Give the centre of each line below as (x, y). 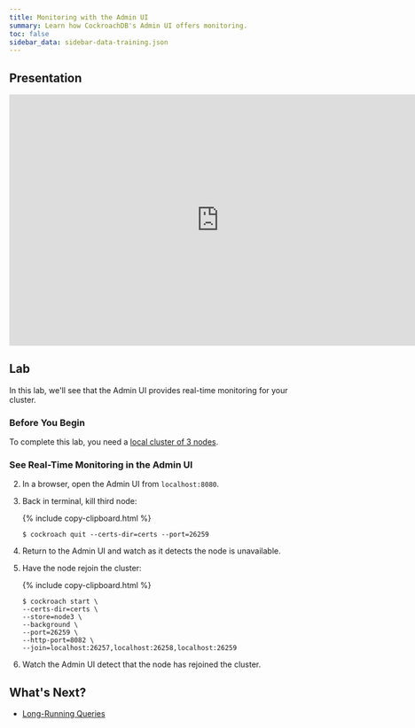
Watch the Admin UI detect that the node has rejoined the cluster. (141, 664)
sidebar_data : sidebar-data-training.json (89, 42)
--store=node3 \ (52, 617)
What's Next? (48, 692)
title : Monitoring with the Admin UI (79, 17)
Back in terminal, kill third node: (79, 501)
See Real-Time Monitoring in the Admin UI (101, 465)
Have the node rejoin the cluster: (82, 569)
